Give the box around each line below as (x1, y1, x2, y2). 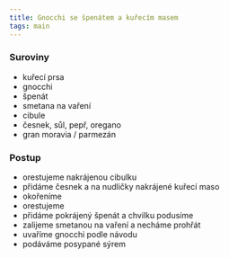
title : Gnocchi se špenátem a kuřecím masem (9, 13, 179, 22)
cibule (22, 110, 46, 120)
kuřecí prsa (22, 71, 65, 82)
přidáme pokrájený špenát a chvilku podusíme (22, 210, 194, 221)
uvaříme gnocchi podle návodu (22, 229, 137, 240)
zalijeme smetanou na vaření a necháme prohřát (22, 219, 201, 230)
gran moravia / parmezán (22, 129, 117, 139)
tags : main (9, 22, 50, 31)
